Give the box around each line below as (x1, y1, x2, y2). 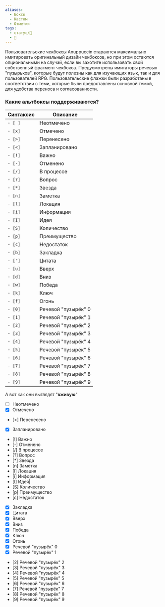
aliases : (5, 7, 23, 12)
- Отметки (9, 21, 30, 26)
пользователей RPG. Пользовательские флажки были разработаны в (5, 75, 152, 81)
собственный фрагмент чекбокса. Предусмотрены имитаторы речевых (5, 64, 158, 70)
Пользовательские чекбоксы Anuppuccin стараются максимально (5, 48, 147, 55)
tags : (5, 26, 16, 31)
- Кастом (9, 16, 28, 21)
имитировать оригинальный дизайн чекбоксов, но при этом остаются (5, 54, 154, 60)
